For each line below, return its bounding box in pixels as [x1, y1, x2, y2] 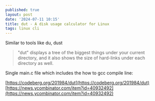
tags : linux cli [5, 26, 39, 31]
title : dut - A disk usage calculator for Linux [5, 21, 110, 27]
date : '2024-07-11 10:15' [5, 17, 60, 22]
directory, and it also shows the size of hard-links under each [17, 55, 145, 61]
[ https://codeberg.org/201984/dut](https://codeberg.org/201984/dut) [5, 80, 150, 86]
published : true [5, 7, 39, 13]
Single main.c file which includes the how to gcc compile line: [5, 70, 133, 76]
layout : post [5, 12, 33, 17]
